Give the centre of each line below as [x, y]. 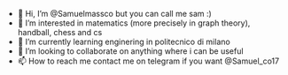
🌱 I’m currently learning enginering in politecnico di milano [124, 41]
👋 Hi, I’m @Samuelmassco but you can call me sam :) [115, 14]
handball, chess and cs [60, 32]
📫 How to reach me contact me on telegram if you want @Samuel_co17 [148, 61]
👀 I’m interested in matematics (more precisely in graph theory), [134, 23]
